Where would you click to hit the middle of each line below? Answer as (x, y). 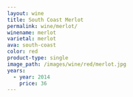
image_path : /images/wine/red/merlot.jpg (67, 64)
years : (16, 70)
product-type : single (38, 58)
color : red (23, 52)
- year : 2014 (32, 77)
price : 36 (33, 83)
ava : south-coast (32, 45)
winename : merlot (32, 32)
